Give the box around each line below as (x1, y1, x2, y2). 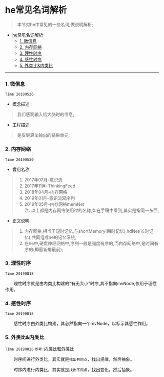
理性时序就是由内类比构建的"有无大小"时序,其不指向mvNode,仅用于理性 (13, 280, 157, 286)
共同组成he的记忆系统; (31, 234, 77, 240)
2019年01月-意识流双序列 (24, 195, 75, 201)
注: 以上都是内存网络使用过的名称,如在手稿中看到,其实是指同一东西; (24, 207, 159, 213)
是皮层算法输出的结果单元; (17, 133, 70, 138)
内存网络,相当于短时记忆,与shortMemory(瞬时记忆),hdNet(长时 (24, 228, 150, 234)
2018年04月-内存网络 (24, 189, 67, 195)
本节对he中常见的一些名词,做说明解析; (17, 22, 94, 27)
